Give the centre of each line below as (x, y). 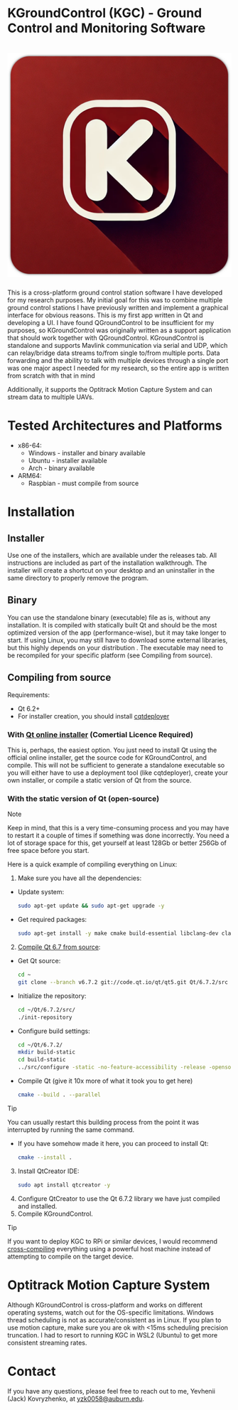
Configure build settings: (54, 1031)
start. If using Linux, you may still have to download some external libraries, (118, 640)
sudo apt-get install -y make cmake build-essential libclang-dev (118, 933)
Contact (32, 1371)
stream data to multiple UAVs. (51, 397)
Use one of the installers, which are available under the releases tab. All (112, 556)
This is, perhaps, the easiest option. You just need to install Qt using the (112, 750)
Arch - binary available (61, 468)
